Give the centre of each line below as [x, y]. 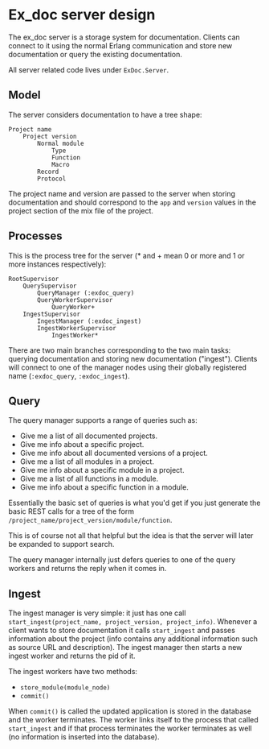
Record [48, 172]
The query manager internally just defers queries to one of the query [122, 560]
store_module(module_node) [65, 688]
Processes [35, 236]
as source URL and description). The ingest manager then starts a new [125, 648]
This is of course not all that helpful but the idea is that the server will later [131, 536]
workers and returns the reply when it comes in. [88, 569]
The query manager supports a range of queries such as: [103, 420]
